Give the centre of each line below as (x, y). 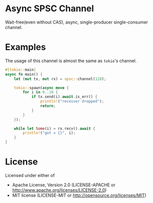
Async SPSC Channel (50, 9)
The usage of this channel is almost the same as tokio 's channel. (71, 61)
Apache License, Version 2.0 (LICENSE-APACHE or (64, 185)
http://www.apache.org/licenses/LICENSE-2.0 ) (59, 190)
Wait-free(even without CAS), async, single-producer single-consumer (76, 22)
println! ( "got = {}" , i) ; (49, 133)
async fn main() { (24, 74)
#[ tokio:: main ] (21, 70)
